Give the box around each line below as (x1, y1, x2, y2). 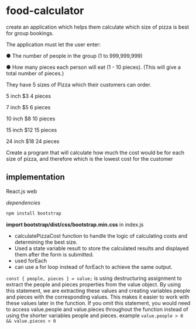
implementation (6, 172, 66, 182)
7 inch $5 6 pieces (6, 103, 51, 110)
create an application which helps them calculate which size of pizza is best (6, 23, 189, 30)
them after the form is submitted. (14, 251, 94, 258)
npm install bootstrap (6, 210, 61, 216)
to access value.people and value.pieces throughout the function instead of (6, 306, 188, 313)
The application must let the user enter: (6, 41, 101, 48)
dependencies (6, 199, 41, 206)
